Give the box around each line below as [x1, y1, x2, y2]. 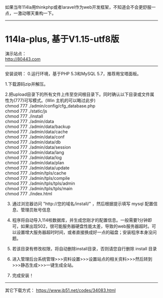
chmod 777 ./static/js [5, 108, 48, 114]
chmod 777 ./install [5, 113, 44, 119]
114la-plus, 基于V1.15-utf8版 [5, 34, 120, 45]
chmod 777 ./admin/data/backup [5, 123, 71, 129]
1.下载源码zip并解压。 [5, 81, 49, 87]
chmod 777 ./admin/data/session [5, 144, 71, 150]
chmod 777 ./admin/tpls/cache [5, 170, 66, 176]
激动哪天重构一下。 [17, 10, 56, 16]
